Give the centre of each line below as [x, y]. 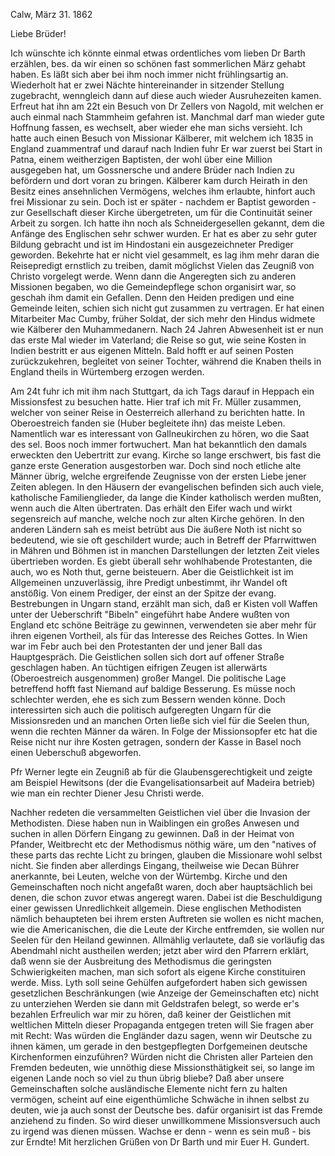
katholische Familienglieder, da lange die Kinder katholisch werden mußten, [166, 497]
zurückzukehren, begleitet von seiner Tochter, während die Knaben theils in [166, 361]
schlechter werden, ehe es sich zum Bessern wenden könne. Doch [148, 699]
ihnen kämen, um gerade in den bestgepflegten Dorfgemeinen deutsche [159, 1046]
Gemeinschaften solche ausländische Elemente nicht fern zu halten [149, 1088]
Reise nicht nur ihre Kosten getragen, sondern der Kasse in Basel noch [156, 742]
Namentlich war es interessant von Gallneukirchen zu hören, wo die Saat [160, 433]
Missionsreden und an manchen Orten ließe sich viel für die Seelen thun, [160, 720]
